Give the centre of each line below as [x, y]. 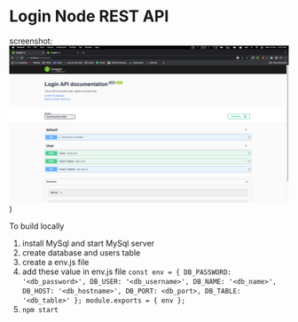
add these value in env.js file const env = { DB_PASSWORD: [127, 271]
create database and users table [81, 253]
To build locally [37, 226]
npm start [40, 310]
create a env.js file [55, 263]
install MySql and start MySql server [88, 243]
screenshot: [31, 41]
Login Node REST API [89, 16]
